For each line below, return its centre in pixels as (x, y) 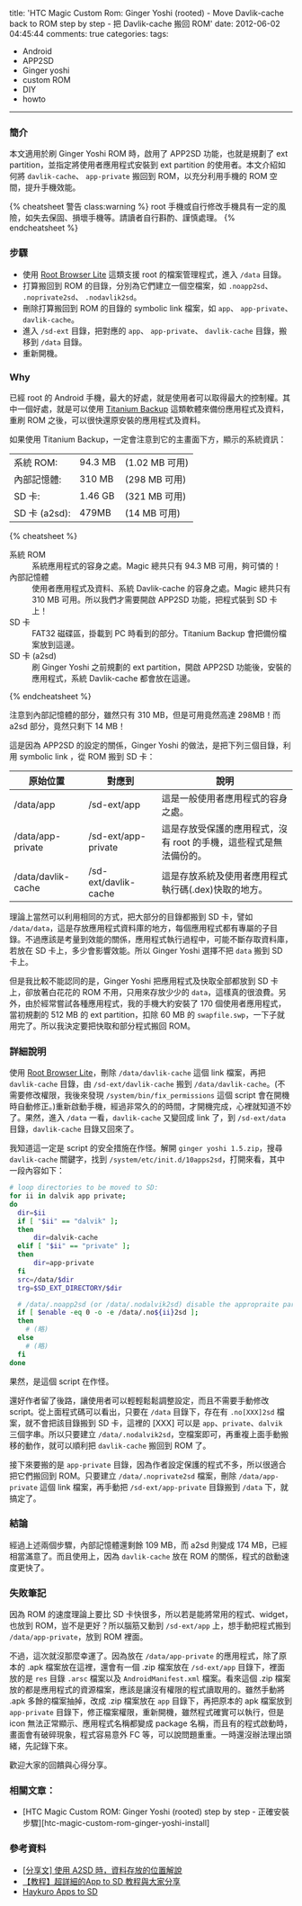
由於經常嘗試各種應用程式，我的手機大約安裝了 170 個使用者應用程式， (155, 1003)
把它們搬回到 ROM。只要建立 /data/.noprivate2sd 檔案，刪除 (123, 1476)
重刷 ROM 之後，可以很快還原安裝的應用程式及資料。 (107, 420)
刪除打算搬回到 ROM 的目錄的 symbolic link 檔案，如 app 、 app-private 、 (157, 308)
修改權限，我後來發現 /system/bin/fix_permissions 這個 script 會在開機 (157, 1095)
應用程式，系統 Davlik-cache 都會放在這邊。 (114, 678)
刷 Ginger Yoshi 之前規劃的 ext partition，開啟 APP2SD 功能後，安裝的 (162, 667)
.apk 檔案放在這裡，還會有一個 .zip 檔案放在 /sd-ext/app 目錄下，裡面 (156, 1668)
